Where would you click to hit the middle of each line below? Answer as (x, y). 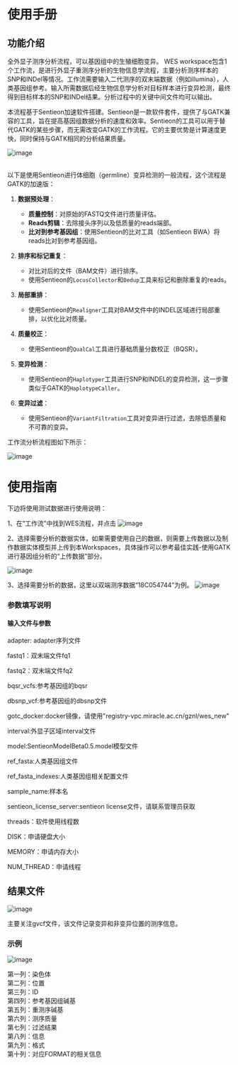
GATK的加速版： (31, 184)
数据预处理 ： (36, 199)
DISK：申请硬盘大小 (36, 837)
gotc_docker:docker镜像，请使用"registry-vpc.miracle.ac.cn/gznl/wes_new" (119, 716)
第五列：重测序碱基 (35, 1010)
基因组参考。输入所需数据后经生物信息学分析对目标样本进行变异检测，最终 (122, 88)
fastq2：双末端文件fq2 (40, 671)
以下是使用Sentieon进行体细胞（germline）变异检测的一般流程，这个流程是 (117, 175)
